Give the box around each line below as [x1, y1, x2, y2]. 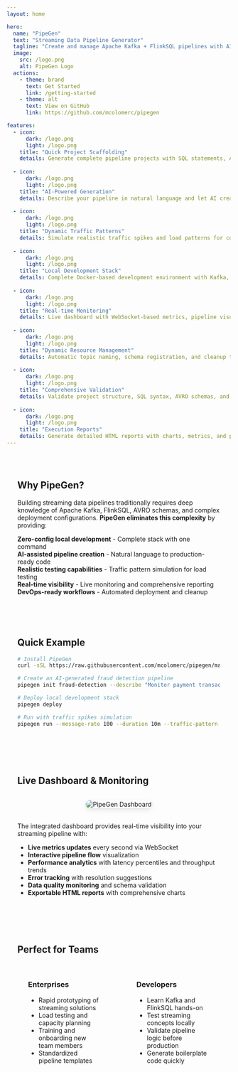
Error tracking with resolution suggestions [27, 873, 152, 881]
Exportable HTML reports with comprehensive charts [27, 888, 186, 896]
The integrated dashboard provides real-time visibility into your [17, 822, 202, 830]
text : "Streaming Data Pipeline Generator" [13, 36, 144, 43]
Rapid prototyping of [38, 996, 99, 1004]
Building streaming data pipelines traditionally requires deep [17, 498, 193, 507]
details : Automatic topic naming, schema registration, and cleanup [19, 353, 227, 360]
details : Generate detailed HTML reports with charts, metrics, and [19, 433, 227, 440]
